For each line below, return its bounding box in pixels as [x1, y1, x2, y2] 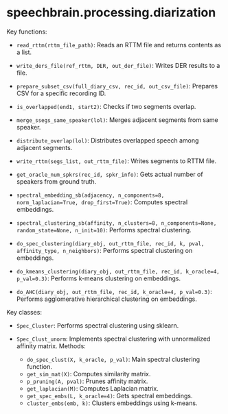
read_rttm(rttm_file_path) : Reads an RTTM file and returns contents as [16, 40, 221, 49]
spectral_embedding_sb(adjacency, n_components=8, [16, 192, 165, 199]
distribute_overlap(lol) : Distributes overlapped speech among [16, 136, 199, 145]
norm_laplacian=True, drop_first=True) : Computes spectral [16, 197, 188, 206]
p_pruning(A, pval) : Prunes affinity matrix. [26, 377, 148, 385]
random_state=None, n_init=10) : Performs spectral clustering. [16, 226, 192, 234]
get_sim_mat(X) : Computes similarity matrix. [26, 369, 151, 378]
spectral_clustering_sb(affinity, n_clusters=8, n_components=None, [16, 219, 217, 227]
